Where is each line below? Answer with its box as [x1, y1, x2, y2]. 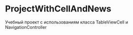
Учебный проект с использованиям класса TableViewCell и [5, 19, 129, 25]
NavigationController [5, 24, 47, 30]
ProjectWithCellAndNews [5, 3, 111, 14]
